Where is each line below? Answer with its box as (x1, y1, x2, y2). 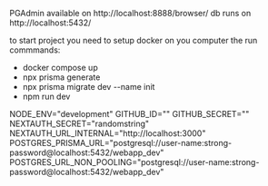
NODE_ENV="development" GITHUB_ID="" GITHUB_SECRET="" (9, 109, 250, 119)
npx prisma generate (22, 72, 101, 83)
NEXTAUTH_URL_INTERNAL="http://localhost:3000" (9, 128, 206, 139)
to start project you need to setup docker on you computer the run (9, 35, 258, 45)
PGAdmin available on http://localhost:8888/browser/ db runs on (9, 8, 252, 18)
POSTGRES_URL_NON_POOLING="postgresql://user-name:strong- (9, 157, 260, 167)
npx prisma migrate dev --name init (22, 82, 155, 92)
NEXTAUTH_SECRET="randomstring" (9, 118, 150, 129)
